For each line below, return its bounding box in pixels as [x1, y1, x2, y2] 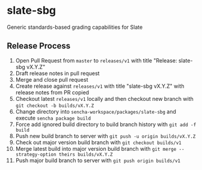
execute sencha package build [15, 114, 91, 121]
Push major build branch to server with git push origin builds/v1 [15, 157, 181, 164]
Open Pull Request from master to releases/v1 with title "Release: [15, 56, 177, 64]
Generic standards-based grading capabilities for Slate [7, 23, 143, 31]
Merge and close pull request [15, 76, 88, 83]
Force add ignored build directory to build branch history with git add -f [15, 121, 197, 128]
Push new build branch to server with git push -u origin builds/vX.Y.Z [15, 132, 196, 139]
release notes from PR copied [15, 88, 90, 96]
